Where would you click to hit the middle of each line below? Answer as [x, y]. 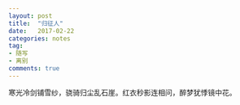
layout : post [31, 16]
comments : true [34, 69]
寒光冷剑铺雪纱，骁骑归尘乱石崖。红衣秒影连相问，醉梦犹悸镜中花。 [122, 92]
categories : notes [39, 38]
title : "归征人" [36, 23]
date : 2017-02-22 [41, 31]
